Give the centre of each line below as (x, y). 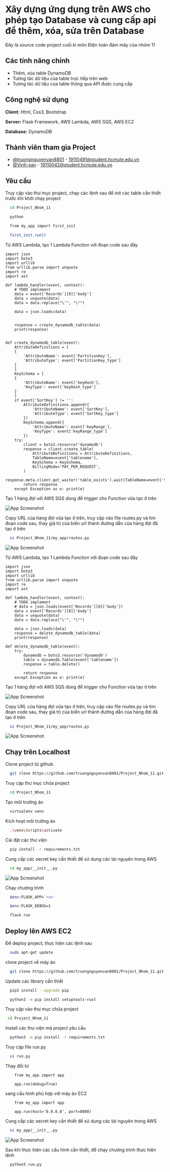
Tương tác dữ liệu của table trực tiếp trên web (60, 78)
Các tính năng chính (37, 61)
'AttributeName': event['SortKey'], (71, 409)
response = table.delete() (52, 664)
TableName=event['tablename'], (65, 458)
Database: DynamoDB (29, 131)
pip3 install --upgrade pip (39, 990)
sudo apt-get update (31, 952)
